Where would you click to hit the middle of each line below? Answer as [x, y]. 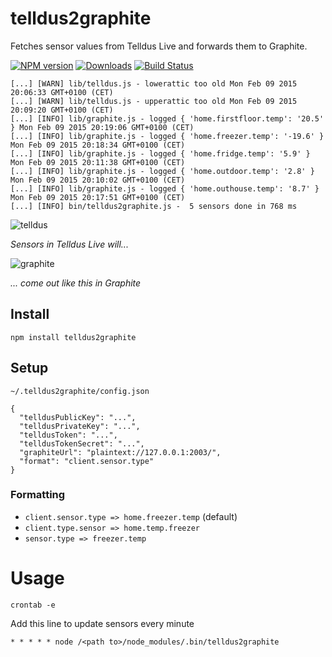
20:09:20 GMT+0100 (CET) [62, 110]
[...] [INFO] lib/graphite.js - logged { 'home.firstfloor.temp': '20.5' [167, 118]
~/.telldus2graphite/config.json [80, 391]
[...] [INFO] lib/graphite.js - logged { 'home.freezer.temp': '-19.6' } [167, 136]
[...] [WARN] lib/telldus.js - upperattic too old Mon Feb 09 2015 [154, 101]
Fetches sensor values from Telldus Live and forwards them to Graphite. [159, 46]
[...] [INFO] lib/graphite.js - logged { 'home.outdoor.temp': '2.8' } [162, 171]
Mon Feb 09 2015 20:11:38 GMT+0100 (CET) [98, 162]
